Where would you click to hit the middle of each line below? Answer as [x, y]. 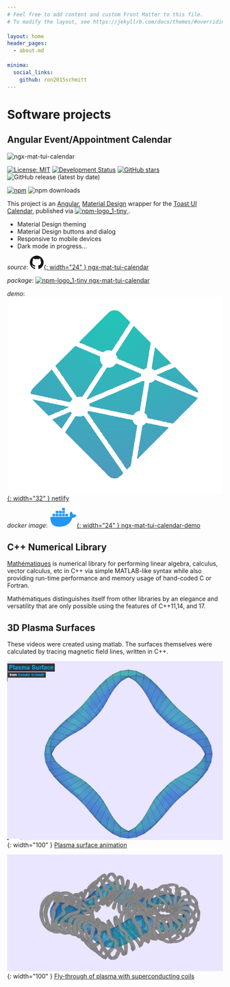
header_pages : [27, 44]
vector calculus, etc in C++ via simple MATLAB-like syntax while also [104, 571]
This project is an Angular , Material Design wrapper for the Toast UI [102, 203]
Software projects [59, 114]
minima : [18, 65]
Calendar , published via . [69, 211]
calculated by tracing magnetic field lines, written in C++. [88, 651]
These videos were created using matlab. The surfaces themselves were [110, 645]
